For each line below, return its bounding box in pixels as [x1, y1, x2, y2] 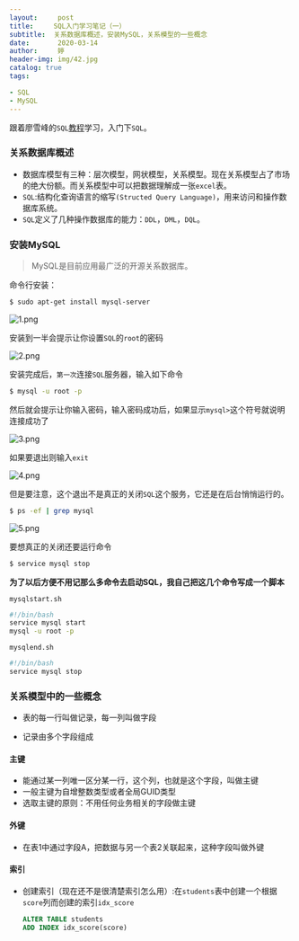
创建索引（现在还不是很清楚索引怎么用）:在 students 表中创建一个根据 [22, 885, 278, 896]
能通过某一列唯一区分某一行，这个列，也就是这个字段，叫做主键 [22, 775, 259, 786]
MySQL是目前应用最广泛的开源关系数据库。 [31, 261, 193, 271]
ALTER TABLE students [22, 914, 103, 924]
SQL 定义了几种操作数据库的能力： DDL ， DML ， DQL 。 [22, 213, 205, 225]
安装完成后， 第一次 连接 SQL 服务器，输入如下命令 [9, 368, 184, 379]
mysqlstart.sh [9, 594, 63, 603]
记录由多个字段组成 [22, 732, 94, 742]
